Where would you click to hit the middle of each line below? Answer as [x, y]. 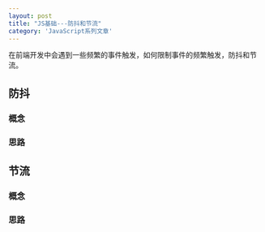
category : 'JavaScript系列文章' [61, 31]
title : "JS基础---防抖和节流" [55, 24]
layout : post [30, 16]
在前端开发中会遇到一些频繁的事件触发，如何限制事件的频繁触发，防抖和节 [132, 55]
